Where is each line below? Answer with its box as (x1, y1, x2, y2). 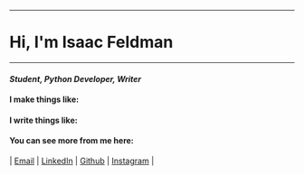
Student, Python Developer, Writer (9, 73, 142, 84)
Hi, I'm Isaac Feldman (9, 32, 174, 52)
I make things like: (9, 94, 80, 105)
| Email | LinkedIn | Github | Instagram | (9, 155, 155, 166)
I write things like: (9, 115, 79, 125)
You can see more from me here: (9, 135, 134, 146)
